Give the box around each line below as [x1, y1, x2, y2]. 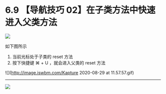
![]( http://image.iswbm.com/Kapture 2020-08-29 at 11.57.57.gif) [5, 69, 134, 75]
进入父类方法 [5, 17, 58, 28]
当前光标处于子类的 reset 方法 [12, 54, 73, 60]
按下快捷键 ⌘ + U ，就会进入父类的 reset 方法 [12, 60, 106, 65]
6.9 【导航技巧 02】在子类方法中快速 [5, 4, 156, 16]
